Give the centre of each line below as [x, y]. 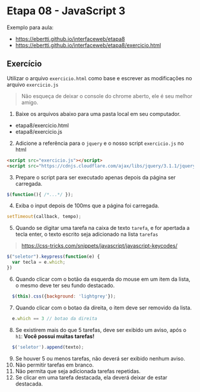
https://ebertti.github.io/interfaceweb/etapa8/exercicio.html [88, 45]
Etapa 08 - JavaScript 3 [66, 11]
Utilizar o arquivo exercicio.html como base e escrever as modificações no [99, 78]
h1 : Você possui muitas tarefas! [55, 336]
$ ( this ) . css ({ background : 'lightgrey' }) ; [64, 296]
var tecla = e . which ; [39, 263]
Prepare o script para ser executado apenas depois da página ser [95, 177]
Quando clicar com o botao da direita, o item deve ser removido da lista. [104, 308]
